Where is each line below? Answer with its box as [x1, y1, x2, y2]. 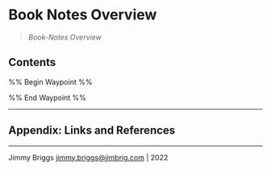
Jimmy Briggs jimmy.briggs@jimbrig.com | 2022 [8, 152, 169, 162]
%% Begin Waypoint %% [8, 77, 93, 86]
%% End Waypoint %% [8, 93, 86, 102]
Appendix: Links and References [8, 123, 176, 138]
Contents [8, 56, 56, 69]
